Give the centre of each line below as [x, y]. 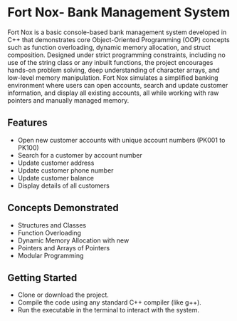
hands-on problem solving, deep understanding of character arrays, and [114, 70]
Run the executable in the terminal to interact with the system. [109, 310]
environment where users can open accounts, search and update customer [118, 85]
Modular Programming [51, 255]
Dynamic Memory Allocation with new [73, 240]
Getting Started [42, 278]
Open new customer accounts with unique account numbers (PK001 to [121, 140]
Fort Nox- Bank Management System [119, 12]
